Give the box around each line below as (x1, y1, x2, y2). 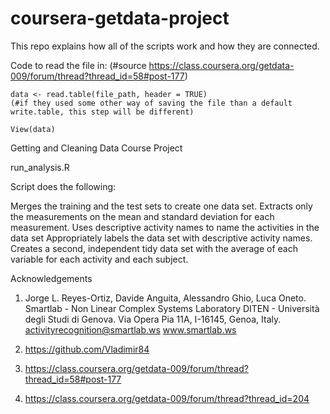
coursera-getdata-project (10, 7, 230, 30)
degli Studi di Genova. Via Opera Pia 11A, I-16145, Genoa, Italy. (24, 313, 282, 325)
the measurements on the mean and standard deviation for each (10, 210, 275, 222)
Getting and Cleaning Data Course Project (10, 142, 183, 154)
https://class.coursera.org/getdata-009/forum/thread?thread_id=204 (24, 392, 310, 404)
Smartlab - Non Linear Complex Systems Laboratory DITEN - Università (24, 302, 320, 314)
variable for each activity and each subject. (10, 253, 189, 265)
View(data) (10, 124, 56, 134)
